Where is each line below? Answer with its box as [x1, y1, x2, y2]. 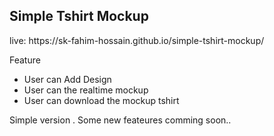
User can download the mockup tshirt [23, 94, 180, 106]
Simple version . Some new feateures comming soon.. [9, 114, 232, 126]
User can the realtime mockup [23, 84, 149, 96]
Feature [9, 54, 41, 66]
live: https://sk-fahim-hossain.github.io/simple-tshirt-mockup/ [9, 34, 265, 46]
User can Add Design [23, 73, 112, 85]
